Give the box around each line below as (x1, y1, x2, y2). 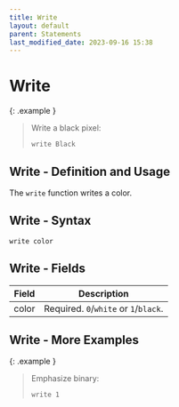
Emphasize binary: (30, 373, 100, 384)
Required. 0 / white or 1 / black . (44, 302, 164, 315)
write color (9, 236, 53, 245)
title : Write (9, 12, 58, 22)
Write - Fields (9, 261, 86, 276)
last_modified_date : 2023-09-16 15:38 (9, 37, 153, 47)
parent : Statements (9, 29, 82, 38)
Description (78, 287, 129, 299)
